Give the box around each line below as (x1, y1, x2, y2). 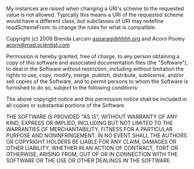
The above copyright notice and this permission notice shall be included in (6, 95, 187, 102)
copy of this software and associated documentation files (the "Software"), (6, 59, 189, 66)
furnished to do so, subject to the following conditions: (6, 84, 139, 91)
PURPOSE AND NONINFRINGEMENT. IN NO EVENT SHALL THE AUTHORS (6, 132, 188, 139)
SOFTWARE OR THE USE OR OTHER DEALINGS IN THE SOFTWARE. (6, 157, 172, 164)
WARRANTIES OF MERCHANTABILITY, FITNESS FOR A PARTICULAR (6, 126, 173, 132)
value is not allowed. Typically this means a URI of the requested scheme (6, 11, 184, 18)
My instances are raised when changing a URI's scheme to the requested (6, 5, 184, 12)
